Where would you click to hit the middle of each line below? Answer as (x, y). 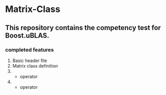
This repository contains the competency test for (83, 28)
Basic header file (30, 60)
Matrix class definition (35, 65)
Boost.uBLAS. (27, 35)
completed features (29, 49)
